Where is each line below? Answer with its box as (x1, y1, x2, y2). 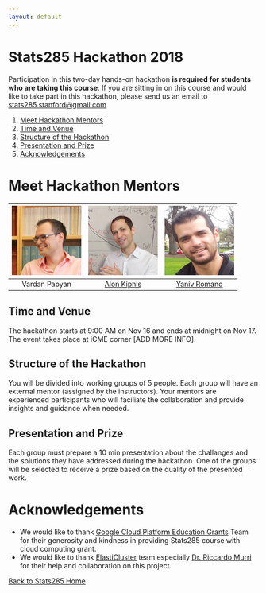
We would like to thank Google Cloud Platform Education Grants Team (19, 527, 249, 537)
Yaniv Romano (175, 279, 223, 289)
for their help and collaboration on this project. (19, 561, 172, 571)
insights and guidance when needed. (8, 404, 129, 413)
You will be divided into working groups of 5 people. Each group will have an (8, 378, 258, 388)
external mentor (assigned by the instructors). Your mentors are (8, 386, 217, 397)
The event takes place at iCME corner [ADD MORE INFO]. (8, 334, 196, 343)
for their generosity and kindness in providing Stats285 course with (19, 536, 241, 545)
